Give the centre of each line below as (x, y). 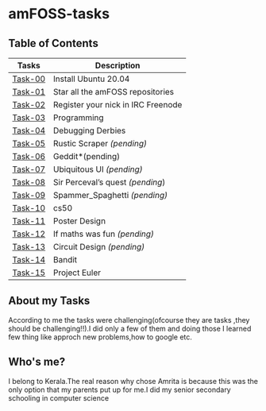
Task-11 (29, 221)
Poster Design (79, 221)
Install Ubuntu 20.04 (91, 79)
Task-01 (29, 92)
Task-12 (29, 234)
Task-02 (29, 105)
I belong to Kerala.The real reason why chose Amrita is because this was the (133, 381)
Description (118, 66)
